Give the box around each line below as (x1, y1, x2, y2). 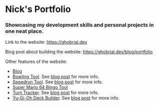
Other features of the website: (5, 59, 67, 65)
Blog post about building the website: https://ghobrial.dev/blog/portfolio (5, 49, 153, 55)
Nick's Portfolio (5, 4, 71, 15)
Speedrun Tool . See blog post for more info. (12, 79, 103, 85)
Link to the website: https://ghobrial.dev (5, 39, 87, 45)
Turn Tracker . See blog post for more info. (12, 89, 99, 96)
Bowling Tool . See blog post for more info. (12, 74, 99, 80)
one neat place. (5, 28, 44, 35)
